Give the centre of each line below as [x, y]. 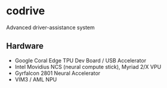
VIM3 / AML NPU [36, 79]
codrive [26, 11]
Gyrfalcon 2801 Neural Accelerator [58, 73]
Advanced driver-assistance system [51, 27]
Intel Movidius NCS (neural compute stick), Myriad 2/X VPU [88, 67]
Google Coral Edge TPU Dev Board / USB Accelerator [81, 60]
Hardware [25, 46]
